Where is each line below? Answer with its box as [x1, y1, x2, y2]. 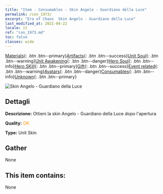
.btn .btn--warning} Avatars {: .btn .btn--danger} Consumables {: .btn [5, 68, 142, 74]
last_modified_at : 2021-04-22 [5, 21, 68, 26]
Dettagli [5, 97, 30, 106]
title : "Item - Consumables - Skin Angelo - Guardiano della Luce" [5, 7, 147, 12]
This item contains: [5, 171, 66, 180]
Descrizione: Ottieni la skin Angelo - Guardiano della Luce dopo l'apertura [5, 110, 157, 116]
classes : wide [5, 39, 35, 44]
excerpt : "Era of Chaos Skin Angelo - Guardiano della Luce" [5, 16, 136, 21]
